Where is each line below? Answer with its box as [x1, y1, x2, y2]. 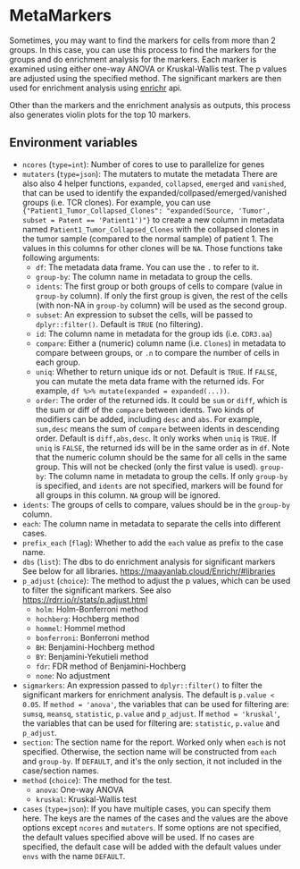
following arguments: [21, 252, 100, 263]
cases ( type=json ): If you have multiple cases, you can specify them [21, 803, 271, 814]
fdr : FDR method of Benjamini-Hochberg [35, 661, 187, 671]
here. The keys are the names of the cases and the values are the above [21, 813, 288, 823]
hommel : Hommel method [35, 622, 126, 633]
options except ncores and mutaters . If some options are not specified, [21, 822, 281, 832]
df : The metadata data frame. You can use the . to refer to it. [35, 261, 259, 273]
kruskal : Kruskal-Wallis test [35, 793, 137, 805]
